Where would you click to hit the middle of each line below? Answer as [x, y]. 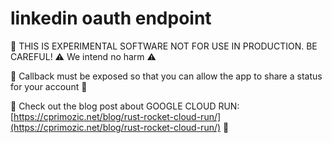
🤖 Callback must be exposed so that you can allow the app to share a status [166, 76]
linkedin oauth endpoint [111, 18]
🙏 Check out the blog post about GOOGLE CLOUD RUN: [125, 106]
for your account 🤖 [49, 86]
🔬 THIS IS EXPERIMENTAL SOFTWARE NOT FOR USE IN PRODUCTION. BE [164, 46]
